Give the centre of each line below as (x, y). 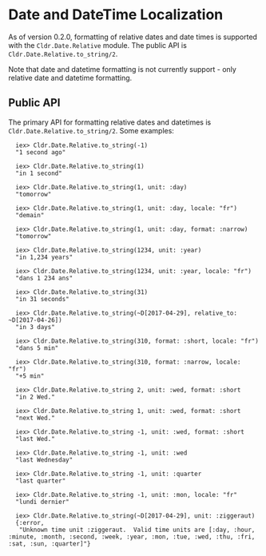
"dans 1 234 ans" (44, 278)
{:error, (30, 522)
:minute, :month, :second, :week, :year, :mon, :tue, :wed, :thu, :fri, (132, 537)
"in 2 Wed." (36, 397)
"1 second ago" (41, 152)
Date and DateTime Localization (116, 15)
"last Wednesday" (44, 460)
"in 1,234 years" (44, 257)
